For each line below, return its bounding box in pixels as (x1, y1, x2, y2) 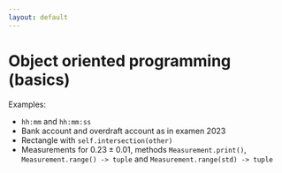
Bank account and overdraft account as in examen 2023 (20, 125, 226, 136)
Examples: (8, 99, 46, 109)
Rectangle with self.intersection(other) (20, 134, 173, 146)
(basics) (8, 70, 71, 89)
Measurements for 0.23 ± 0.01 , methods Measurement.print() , (20, 144, 247, 154)
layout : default (8, 12, 68, 22)
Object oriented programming (8, 50, 232, 71)
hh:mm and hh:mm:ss (20, 116, 92, 126)
